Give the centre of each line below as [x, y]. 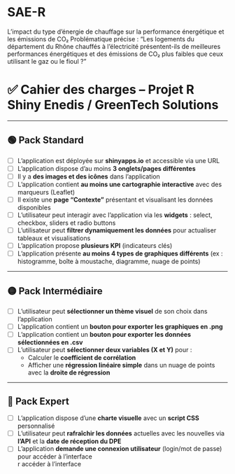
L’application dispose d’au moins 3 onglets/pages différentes [106, 168]
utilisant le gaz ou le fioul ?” [47, 61]
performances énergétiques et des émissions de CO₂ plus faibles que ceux [115, 54]
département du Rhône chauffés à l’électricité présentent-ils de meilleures [114, 46]
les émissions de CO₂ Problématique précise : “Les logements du [101, 39]
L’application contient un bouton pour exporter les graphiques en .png [120, 327]
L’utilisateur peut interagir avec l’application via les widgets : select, [115, 215]
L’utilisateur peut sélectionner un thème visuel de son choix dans [112, 312]
